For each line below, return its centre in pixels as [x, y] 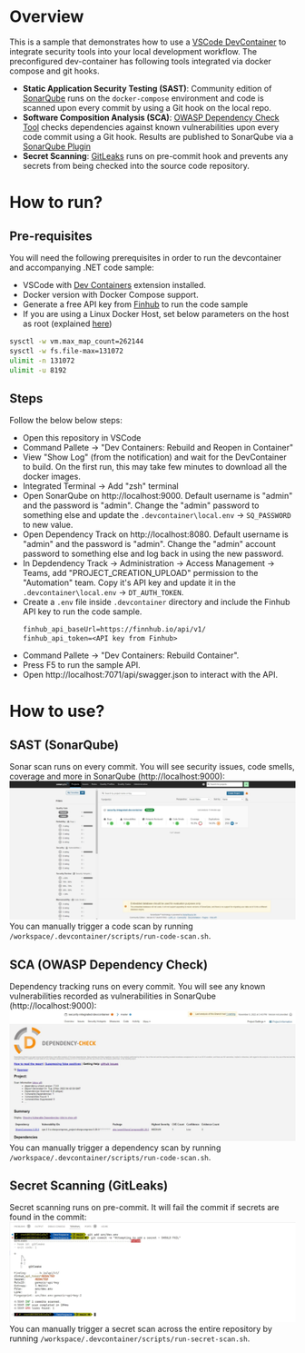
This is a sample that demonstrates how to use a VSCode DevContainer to [148, 42]
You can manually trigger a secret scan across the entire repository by [141, 1329]
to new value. [48, 525]
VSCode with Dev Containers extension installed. [114, 284]
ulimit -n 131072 [42, 361]
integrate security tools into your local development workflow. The [133, 51]
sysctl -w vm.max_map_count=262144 [77, 341]
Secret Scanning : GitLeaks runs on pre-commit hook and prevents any [155, 155]
